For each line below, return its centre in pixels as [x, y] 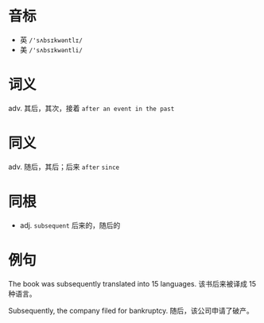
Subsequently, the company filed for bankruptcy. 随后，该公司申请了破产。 [131, 310]
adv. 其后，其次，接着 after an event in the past [91, 108]
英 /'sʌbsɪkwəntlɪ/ [51, 40]
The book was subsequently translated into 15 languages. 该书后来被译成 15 [132, 283]
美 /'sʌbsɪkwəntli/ [51, 49]
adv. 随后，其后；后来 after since [64, 167]
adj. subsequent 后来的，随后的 [70, 225]
